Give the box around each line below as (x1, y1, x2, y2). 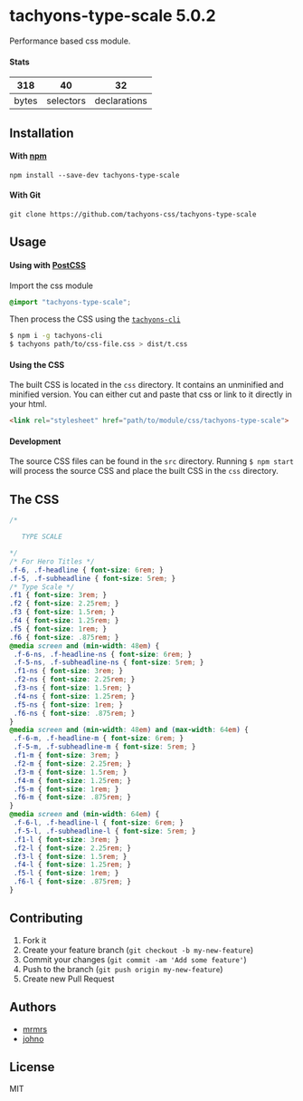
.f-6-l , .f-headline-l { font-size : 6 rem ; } (13, 818, 184, 827)
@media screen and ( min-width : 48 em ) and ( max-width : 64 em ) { (9, 726, 249, 735)
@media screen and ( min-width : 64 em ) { (9, 810, 160, 819)
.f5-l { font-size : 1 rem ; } (13, 869, 119, 878)
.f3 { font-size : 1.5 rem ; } (9, 608, 116, 617)
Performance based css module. (9, 35, 131, 46)
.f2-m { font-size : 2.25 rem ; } (13, 758, 131, 768)
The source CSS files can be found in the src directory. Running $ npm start (9, 456, 294, 467)
